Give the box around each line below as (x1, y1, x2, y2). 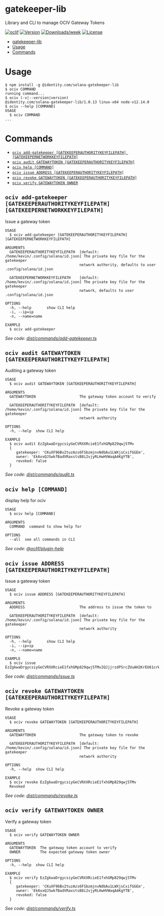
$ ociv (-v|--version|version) (5, 95, 69, 100)
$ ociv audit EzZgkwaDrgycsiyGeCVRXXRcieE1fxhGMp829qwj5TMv (9, 441, 134, 447)
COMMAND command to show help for (9, 524, 82, 529)
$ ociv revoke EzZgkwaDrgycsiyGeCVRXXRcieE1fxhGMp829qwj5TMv (9, 780, 137, 785)
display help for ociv (5, 498, 46, 504)
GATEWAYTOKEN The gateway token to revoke (9, 732, 139, 738)
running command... (5, 91, 45, 96)
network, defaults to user (79, 288, 134, 293)
